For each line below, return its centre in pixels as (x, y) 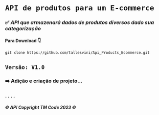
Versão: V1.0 (25, 67)
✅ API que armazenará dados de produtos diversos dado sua (79, 23)
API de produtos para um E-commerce (80, 8)
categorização (23, 29)
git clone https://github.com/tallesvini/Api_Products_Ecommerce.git (78, 53)
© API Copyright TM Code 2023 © (41, 107)
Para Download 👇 (23, 41)
